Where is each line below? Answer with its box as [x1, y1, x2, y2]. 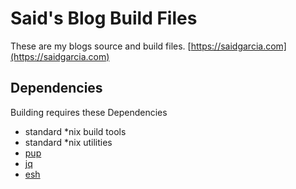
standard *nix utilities [24, 136, 113, 148]
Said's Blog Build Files [10, 7, 198, 30]
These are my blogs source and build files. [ [10, 40, 192, 52]
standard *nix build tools [24, 125, 127, 137]
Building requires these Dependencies [10, 106, 168, 118]
